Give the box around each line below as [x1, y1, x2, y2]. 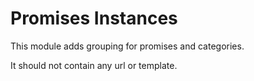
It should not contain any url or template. [10, 59, 178, 71]
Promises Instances [10, 7, 178, 30]
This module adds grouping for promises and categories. [10, 40, 245, 52]
